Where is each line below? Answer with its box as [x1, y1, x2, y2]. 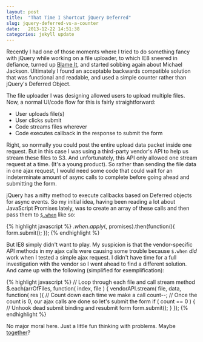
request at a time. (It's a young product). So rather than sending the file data [6, 161, 197, 168]
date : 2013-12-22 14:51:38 [6, 25, 80, 32]
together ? [6, 329, 31, 337]
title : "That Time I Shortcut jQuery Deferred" [6, 15, 131, 21]
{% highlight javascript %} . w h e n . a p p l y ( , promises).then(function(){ [6, 223, 176, 230]
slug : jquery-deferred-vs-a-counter [6, 20, 99, 26]
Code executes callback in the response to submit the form [15, 130, 163, 137]
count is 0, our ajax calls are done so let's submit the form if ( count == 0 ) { [6, 298, 196, 305]
